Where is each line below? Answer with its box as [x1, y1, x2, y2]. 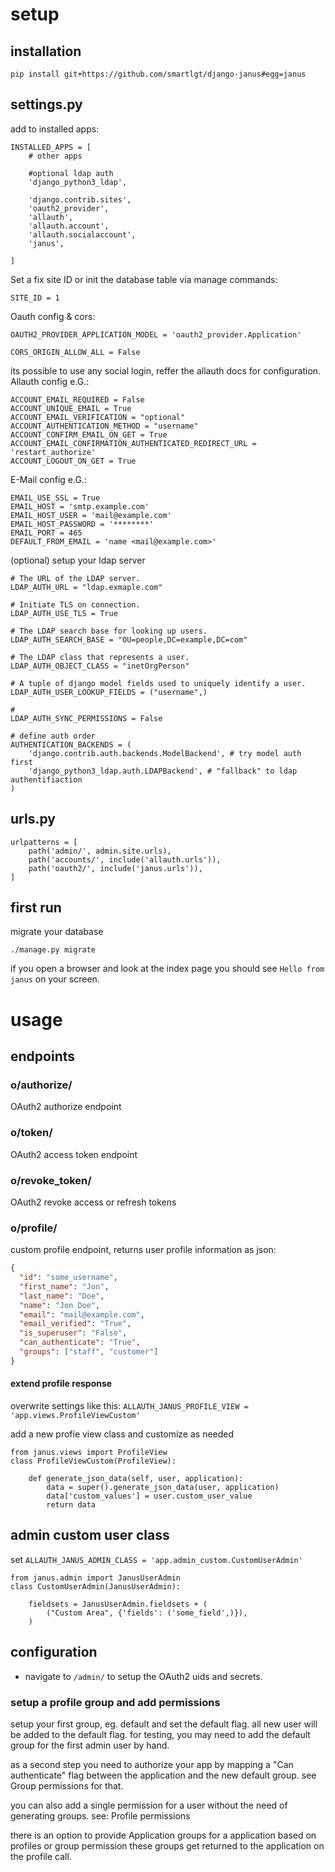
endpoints [10, 1048, 76, 1065]
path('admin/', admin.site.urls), [28, 846, 172, 856]
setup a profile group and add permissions [10, 1695, 221, 1709]
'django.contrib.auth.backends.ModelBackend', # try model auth [28, 748, 302, 758]
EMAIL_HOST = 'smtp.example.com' [10, 501, 150, 512]
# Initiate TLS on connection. [10, 599, 141, 610]
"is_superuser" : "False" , [19, 1328, 128, 1338]
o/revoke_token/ [10, 1173, 92, 1187]
